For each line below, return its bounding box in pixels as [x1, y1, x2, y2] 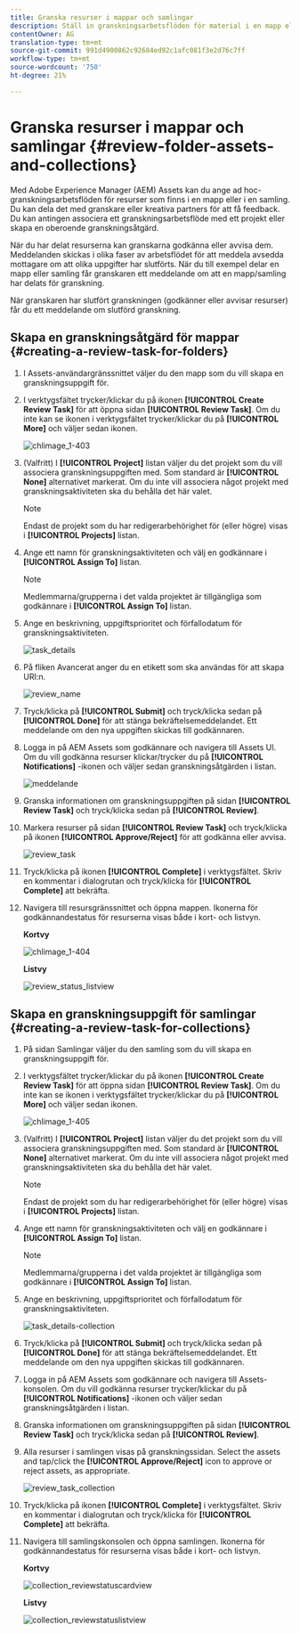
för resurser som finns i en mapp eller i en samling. [103, 193, 290, 205]
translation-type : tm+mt [10, 37, 102, 47]
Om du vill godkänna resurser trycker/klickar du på [61, 1384, 247, 1394]
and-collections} [10, 155, 137, 175]
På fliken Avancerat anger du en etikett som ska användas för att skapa [22, 661, 285, 673]
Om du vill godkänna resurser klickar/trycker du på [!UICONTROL [22, 751, 264, 762]
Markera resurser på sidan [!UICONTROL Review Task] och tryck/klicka [22, 821, 288, 833]
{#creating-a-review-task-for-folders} [10, 344, 229, 359]
